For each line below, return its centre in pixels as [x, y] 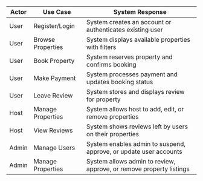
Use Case [57, 12]
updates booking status [120, 82]
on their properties [113, 134]
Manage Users [54, 148]
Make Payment [55, 78]
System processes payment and [132, 74]
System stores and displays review [136, 92]
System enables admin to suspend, [136, 144]
